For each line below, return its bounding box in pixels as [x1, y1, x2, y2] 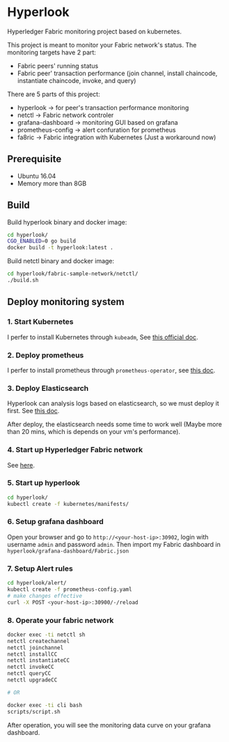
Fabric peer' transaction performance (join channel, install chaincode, [17, 69, 218, 77]
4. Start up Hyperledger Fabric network [7, 445, 143, 455]
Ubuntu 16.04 [17, 171, 56, 180]
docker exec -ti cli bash [7, 702, 82, 709]
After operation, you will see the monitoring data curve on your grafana [7, 720, 211, 729]
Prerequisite [7, 153, 62, 165]
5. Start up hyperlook [7, 478, 80, 488]
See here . [7, 461, 35, 469]
